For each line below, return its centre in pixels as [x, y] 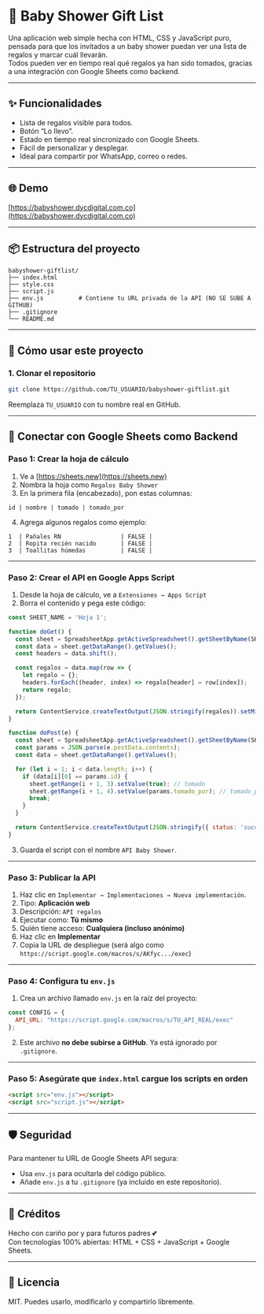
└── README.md [31, 319]
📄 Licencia [34, 1283]
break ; [40, 798]
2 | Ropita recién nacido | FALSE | [81, 543]
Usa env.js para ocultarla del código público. [93, 1173]
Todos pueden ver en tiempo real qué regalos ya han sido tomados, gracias [130, 63]
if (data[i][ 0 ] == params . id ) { [75, 776]
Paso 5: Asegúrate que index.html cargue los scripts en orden [128, 1078]
